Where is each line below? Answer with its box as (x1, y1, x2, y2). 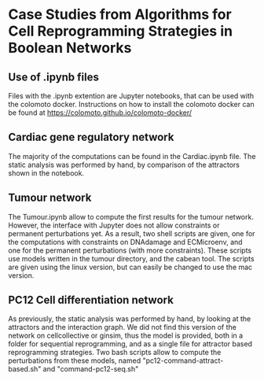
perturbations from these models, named (8, 356, 141, 365)
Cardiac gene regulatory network (8, 131, 174, 144)
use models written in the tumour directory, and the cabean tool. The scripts (8, 253, 255, 263)
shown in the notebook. (8, 168, 85, 178)
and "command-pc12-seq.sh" (42, 364, 139, 374)
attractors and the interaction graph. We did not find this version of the (8, 323, 237, 332)
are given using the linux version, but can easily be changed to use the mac (8, 262, 253, 272)
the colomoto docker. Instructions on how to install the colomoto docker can (8, 100, 255, 109)
